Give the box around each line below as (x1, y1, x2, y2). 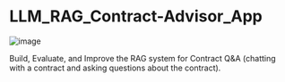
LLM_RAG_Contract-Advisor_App (9, 6, 263, 27)
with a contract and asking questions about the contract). (9, 62, 221, 73)
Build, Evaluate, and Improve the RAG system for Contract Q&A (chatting (9, 53, 276, 63)
